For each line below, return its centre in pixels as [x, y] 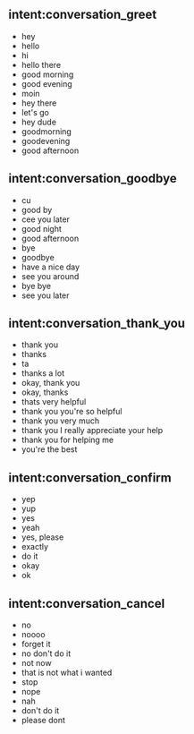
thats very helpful [54, 402]
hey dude [39, 122]
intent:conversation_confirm [90, 478]
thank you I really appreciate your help [92, 431]
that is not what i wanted [67, 673]
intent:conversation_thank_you [97, 324]
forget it [36, 644]
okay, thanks [45, 392]
